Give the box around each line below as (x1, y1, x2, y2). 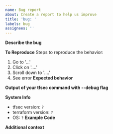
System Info (5, 94, 31, 100)
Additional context (5, 124, 45, 130)
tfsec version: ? (12, 104, 44, 110)
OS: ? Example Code (12, 114, 56, 120)
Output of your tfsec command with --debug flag (5, 84, 109, 90)
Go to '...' (12, 59, 31, 65)
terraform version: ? (12, 109, 53, 115)
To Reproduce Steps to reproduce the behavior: (5, 49, 104, 55)
